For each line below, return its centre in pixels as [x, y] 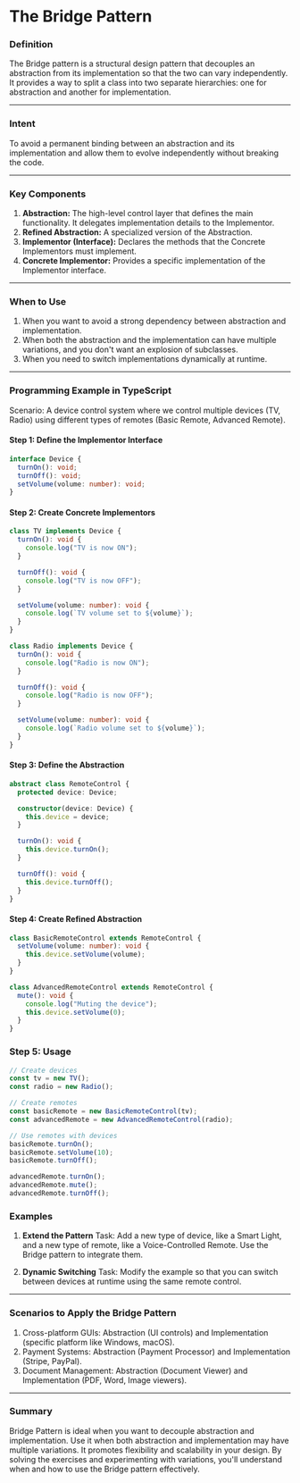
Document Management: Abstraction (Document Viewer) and [135, 1370]
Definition [31, 45]
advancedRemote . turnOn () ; [57, 1177]
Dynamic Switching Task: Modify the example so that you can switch [150, 1272]
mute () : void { [46, 995]
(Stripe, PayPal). [52, 1361]
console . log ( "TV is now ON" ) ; [82, 548]
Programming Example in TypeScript [91, 390]
